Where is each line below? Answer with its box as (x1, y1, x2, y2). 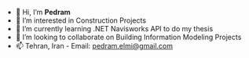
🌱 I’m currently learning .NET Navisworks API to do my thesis (15, 24, 214, 33)
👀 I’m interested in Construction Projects (15, 16, 147, 25)
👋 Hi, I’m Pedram (15, 8, 71, 16)
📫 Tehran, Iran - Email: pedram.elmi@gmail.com (15, 42, 173, 50)
